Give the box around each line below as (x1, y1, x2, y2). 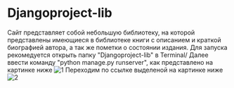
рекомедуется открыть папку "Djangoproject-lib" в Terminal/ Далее (7, 51, 209, 59)
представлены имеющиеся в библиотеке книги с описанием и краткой (7, 35, 221, 44)
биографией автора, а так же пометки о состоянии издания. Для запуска (7, 43, 228, 51)
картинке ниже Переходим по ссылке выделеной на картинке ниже (7, 65, 223, 74)
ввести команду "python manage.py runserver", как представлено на (7, 58, 213, 66)
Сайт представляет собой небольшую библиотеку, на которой (7, 28, 195, 37)
